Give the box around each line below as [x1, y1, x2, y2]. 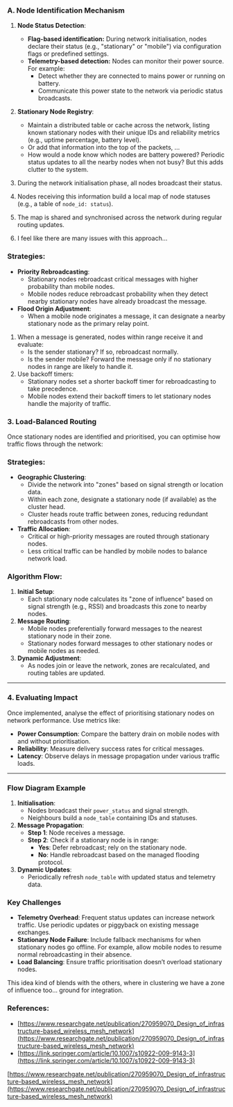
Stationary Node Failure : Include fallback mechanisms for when [17, 936, 201, 944]
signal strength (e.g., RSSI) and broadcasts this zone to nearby [27, 602, 207, 611]
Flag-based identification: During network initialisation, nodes [27, 35, 207, 43]
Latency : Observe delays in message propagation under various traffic [17, 751, 221, 760]
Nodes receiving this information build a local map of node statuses [17, 192, 211, 201]
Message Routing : [17, 617, 71, 625]
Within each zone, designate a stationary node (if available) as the [27, 495, 217, 503]
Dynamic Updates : [17, 865, 72, 874]
